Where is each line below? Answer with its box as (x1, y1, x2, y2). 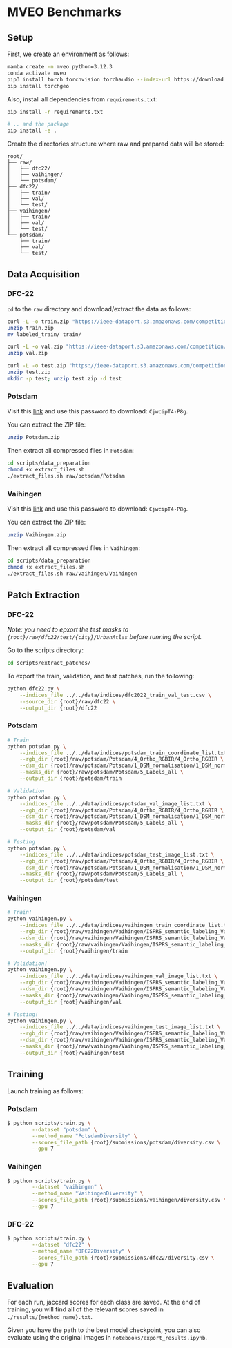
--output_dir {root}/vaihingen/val (19, 998, 122, 1005)
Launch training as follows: (7, 1086, 84, 1095)
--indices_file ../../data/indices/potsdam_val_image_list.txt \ (19, 800, 212, 808)
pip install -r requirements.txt (7, 108, 104, 115)
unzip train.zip (7, 324, 54, 331)
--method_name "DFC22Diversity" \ (32, 1248, 131, 1255)
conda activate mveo (7, 70, 67, 77)
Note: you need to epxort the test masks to (7, 625, 129, 634)
